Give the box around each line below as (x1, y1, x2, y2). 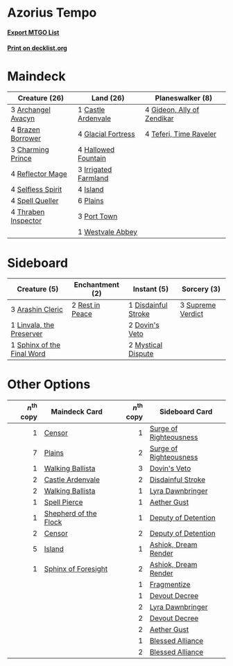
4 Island (77, 185, 104, 195)
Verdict (180, 309, 203, 319)
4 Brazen (10, 125, 40, 134)
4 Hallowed (77, 145, 115, 155)
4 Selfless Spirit (10, 185, 62, 195)
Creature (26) (17, 94, 64, 103)
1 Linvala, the (10, 320, 55, 330)
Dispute (128, 349, 154, 358)
